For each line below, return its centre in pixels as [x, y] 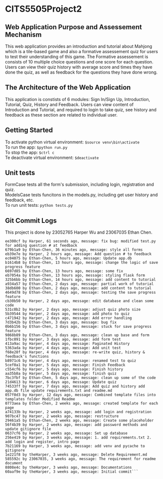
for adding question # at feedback [41, 246]
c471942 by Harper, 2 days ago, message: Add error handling [69, 318]
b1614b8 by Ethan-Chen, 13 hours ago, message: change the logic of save [82, 263]
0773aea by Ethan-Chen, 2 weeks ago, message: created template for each [82, 403]
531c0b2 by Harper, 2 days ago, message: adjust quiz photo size [73, 310]
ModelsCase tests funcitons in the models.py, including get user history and [81, 195]
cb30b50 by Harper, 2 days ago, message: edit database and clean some [79, 301]
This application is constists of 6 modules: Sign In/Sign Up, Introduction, [78, 99]
